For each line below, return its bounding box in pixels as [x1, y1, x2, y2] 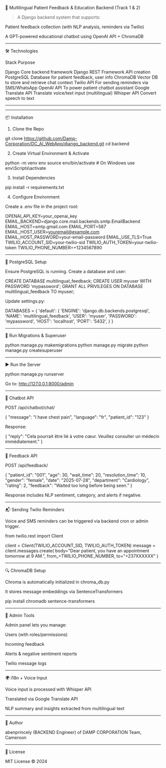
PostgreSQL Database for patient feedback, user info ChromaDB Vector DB [5, 74, 158, 80]
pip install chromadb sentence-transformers [5, 598, 95, 604]
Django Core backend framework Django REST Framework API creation [5, 69, 151, 75]
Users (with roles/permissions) [5, 631, 68, 637]
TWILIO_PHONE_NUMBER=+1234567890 [17, 245, 102, 250]
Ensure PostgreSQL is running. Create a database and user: [5, 269, 126, 274]
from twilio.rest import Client [5, 533, 63, 539]
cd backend [105, 141, 129, 146]
